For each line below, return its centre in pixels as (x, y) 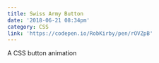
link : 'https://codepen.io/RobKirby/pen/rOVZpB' (80, 33)
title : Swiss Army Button (45, 14)
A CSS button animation (42, 53)
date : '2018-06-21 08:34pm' (49, 20)
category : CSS (28, 27)
